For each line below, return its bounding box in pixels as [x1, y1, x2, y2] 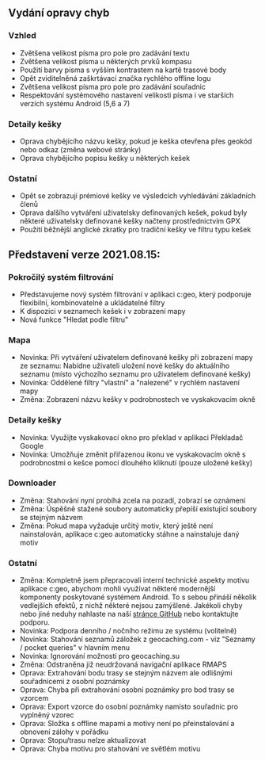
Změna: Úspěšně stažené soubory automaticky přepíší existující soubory [19, 503, 257, 514]
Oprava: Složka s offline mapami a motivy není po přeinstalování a [19, 719, 235, 728]
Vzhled [8, 30, 37, 41]
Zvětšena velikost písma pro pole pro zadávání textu [19, 48, 190, 58]
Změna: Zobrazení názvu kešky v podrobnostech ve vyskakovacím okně [19, 395, 256, 404]
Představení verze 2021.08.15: [8, 247, 161, 261]
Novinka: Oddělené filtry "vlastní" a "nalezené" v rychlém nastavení [19, 378, 240, 388]
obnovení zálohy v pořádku [19, 727, 109, 736]
